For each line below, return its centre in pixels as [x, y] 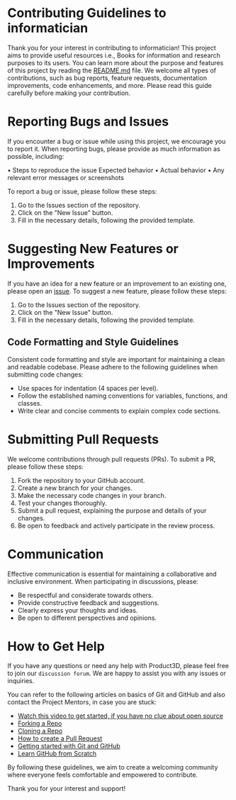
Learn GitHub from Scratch [57, 754]
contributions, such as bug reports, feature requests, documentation [107, 78]
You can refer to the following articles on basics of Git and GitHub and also [116, 695]
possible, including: [36, 156]
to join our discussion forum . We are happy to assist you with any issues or [117, 673]
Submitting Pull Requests [83, 439]
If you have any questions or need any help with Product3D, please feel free [118, 666]
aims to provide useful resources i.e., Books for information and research [114, 55]
